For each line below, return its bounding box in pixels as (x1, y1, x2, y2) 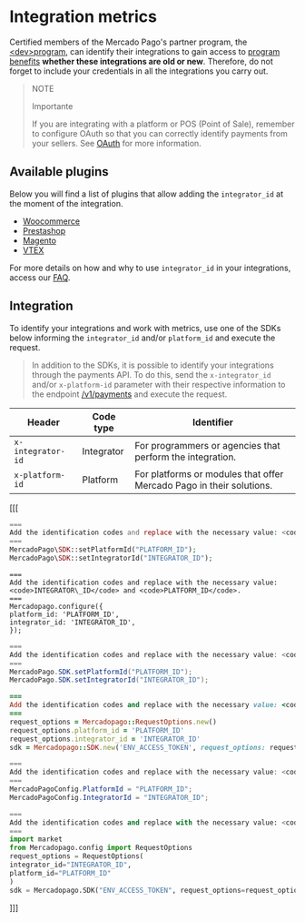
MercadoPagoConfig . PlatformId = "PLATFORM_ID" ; (9, 785, 193, 794)
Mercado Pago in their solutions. (134, 479, 273, 491)
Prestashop (22, 225, 66, 236)
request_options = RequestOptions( (9, 852, 144, 861)
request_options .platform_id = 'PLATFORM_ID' (9, 725, 184, 735)
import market (9, 835, 64, 844)
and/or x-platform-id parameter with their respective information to (31, 379, 286, 390)
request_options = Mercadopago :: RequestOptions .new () (9, 717, 218, 726)
